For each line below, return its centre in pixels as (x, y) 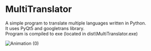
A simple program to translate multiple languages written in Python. (76, 23)
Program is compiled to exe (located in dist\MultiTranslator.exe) (72, 33)
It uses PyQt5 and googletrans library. (45, 28)
